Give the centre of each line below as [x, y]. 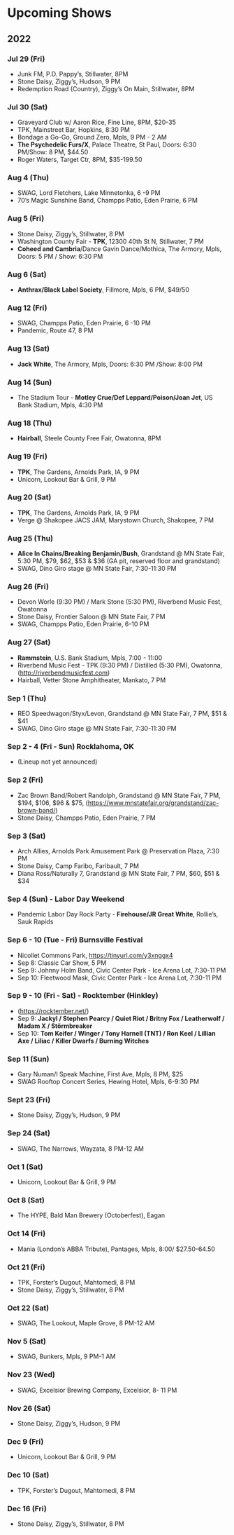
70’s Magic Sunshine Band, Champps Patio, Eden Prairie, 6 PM [107, 201]
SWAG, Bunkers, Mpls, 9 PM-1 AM [66, 1357]
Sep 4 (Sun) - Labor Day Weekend [66, 899]
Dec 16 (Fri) [27, 1508]
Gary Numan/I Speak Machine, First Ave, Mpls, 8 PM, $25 [100, 1074]
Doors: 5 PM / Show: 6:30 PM [60, 256]
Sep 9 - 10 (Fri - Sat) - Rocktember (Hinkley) [83, 996]
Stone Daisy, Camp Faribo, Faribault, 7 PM [78, 866]
